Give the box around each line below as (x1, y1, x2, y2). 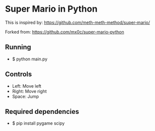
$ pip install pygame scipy (12, 120, 65, 126)
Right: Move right (12, 88, 47, 94)
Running (5, 43, 32, 52)
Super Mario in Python (5, 3, 97, 15)
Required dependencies (5, 107, 79, 115)
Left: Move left (12, 83, 41, 89)
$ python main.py (12, 56, 48, 62)
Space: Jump (12, 94, 39, 99)
